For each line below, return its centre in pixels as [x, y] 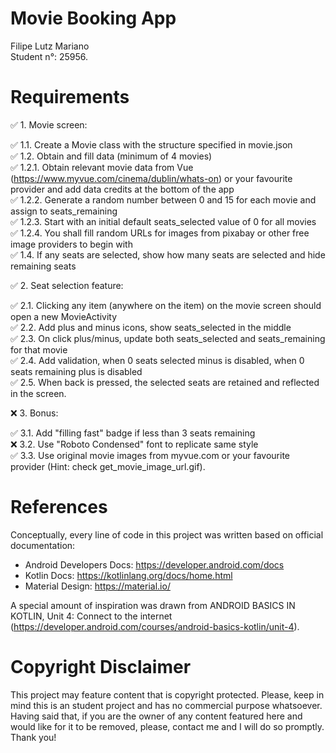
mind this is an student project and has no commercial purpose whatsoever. [166, 705]
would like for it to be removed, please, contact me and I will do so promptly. [167, 726]
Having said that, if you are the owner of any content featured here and [156, 716]
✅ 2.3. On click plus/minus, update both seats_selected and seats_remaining [168, 338]
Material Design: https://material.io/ [97, 586]
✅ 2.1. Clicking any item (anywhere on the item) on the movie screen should [166, 305]
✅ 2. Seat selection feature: [67, 285]
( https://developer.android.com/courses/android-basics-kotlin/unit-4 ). [155, 626]
